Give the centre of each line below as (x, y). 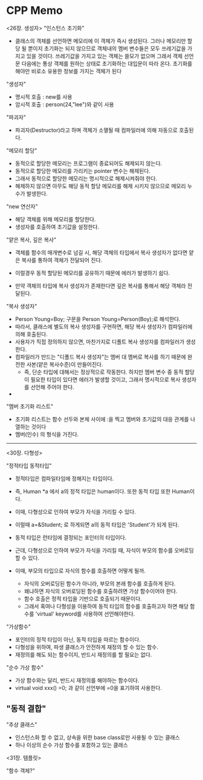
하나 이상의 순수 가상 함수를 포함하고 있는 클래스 (71, 745)
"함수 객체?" (21, 770)
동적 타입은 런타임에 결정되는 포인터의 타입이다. (71, 537)
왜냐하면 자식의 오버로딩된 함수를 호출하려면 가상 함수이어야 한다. (101, 591)
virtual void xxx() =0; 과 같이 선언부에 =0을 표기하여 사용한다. (88, 687)
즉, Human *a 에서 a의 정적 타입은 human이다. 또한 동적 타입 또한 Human (102, 491)
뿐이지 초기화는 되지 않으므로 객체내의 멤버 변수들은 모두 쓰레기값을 (107, 48)
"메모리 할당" (22, 150)
